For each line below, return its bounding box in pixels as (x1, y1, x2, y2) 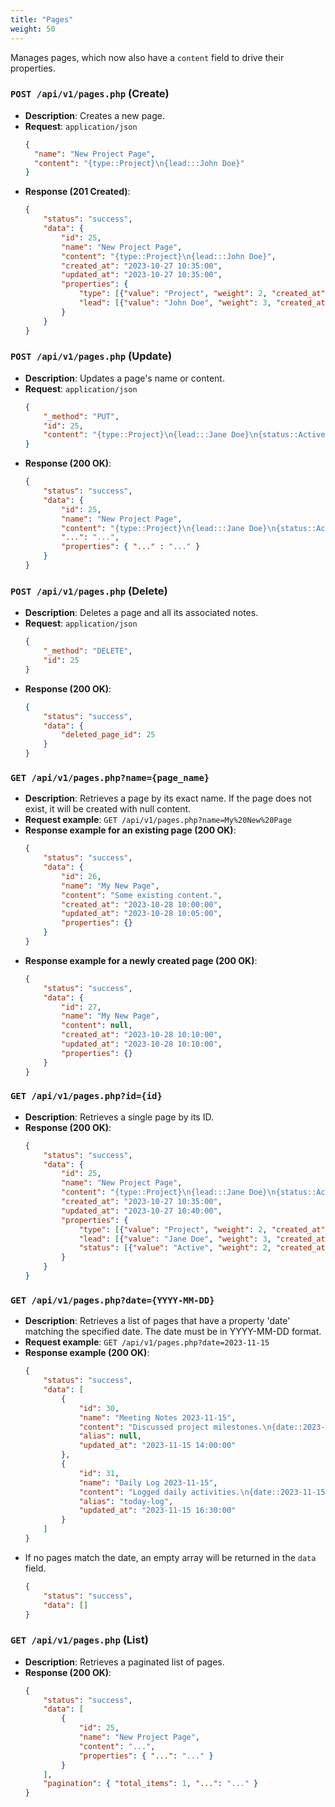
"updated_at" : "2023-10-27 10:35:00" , (61, 270, 223, 280)
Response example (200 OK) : (24, 1347, 150, 1359)
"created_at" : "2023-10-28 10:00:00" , (61, 899, 223, 910)
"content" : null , (61, 1021, 133, 1031)
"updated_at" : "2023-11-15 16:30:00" (78, 1506, 237, 1516)
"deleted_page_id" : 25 (61, 730, 156, 740)
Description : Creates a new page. (24, 109, 165, 121)
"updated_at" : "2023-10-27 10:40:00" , (61, 1206, 223, 1216)
